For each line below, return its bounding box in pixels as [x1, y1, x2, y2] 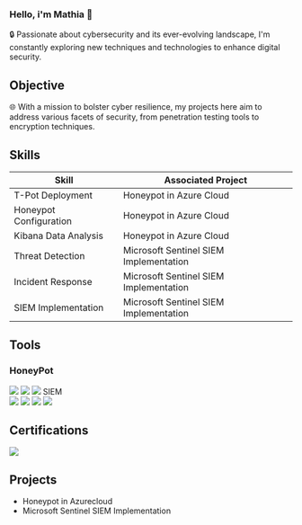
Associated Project [164, 174, 248, 186]
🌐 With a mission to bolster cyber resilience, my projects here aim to [9, 102, 262, 112]
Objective [9, 77, 66, 93]
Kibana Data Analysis [13, 229, 103, 242]
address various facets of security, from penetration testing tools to [9, 111, 260, 122]
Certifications [9, 423, 89, 438]
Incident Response [13, 275, 93, 288]
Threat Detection [13, 249, 85, 262]
